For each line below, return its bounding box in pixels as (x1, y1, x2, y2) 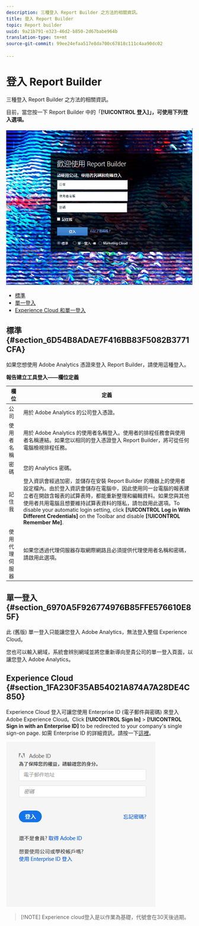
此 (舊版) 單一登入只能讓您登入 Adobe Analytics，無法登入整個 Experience (6, 628, 188, 635)
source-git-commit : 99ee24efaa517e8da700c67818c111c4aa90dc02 (6, 41, 163, 47)
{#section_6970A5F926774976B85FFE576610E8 (6, 603, 191, 613)
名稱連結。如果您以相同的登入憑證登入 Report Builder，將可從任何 (28, 436, 190, 444)
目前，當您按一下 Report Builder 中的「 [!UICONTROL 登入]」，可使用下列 (6, 108, 183, 116)
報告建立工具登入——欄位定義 (6, 373, 79, 380)
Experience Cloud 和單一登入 (14, 307, 86, 314)
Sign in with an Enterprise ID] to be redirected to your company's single (6, 722, 182, 729)
